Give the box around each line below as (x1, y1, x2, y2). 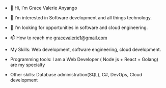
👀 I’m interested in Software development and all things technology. (10, 15, 152, 20)
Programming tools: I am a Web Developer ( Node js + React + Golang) (10, 56, 159, 62)
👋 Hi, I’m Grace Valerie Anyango (10, 5, 77, 11)
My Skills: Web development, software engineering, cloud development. (10, 46, 161, 52)
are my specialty (10, 62, 45, 68)
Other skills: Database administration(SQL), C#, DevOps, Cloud (10, 72, 143, 77)
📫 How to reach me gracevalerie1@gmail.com (10, 35, 108, 41)
